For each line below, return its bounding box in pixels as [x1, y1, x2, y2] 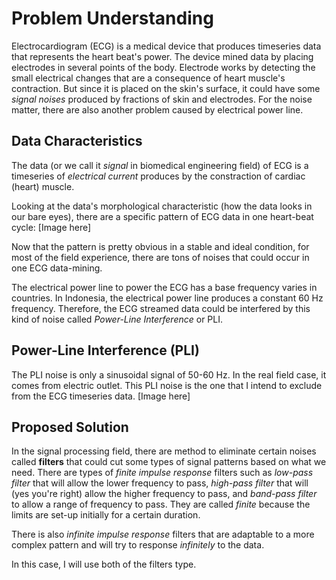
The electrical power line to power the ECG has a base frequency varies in [11, 281, 318, 293]
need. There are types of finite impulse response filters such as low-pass [11, 467, 314, 479]
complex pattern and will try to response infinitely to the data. [11, 539, 265, 551]
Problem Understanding [11, 7, 214, 30]
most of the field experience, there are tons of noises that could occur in [11, 251, 310, 263]
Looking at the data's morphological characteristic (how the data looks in [11, 200, 313, 212]
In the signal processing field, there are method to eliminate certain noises [11, 445, 317, 457]
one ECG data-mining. [11, 262, 103, 274]
